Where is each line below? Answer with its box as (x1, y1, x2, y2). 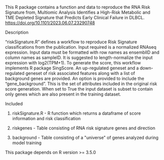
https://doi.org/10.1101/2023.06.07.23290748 (5, 20, 95, 26)
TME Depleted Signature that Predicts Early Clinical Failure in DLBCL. (5, 15, 145, 20)
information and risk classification (12, 116, 81, 121)
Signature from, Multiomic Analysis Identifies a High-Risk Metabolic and (5, 9, 151, 15)
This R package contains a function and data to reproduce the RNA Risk (5, 4, 151, 10)
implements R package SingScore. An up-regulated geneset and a (5, 65, 139, 71)
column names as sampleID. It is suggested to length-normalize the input (5, 55, 153, 61)
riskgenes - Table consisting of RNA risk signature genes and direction (12, 125, 156, 131)
